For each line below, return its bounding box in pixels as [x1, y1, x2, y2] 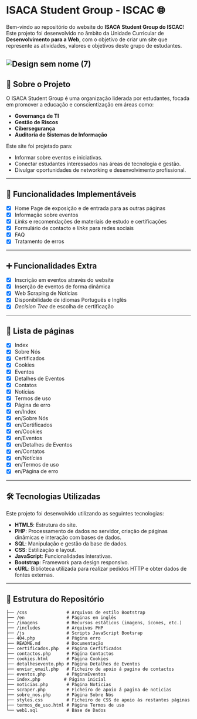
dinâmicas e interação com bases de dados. [14, 534, 122, 541]
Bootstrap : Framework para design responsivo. [14, 559, 130, 566]
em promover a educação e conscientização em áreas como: [6, 101, 154, 108]
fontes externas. [14, 571, 55, 578]
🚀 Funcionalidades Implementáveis [6, 189, 137, 199]
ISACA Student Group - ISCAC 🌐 [6, 4, 165, 17]
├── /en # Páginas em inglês [6, 615, 117, 621]
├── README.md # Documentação [6, 641, 104, 647]
